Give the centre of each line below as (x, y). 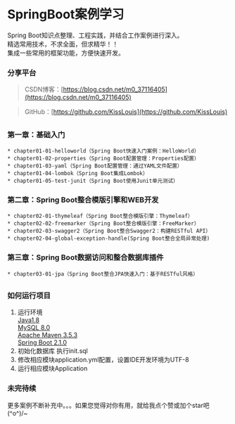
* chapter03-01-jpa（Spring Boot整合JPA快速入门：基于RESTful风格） (103, 274)
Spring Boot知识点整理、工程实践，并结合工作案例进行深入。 (95, 35)
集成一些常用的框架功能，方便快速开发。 (66, 53)
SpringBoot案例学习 (66, 14)
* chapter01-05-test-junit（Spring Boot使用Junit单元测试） (93, 181)
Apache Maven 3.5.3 (47, 335)
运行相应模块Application (52, 368)
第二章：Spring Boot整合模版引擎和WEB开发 (83, 200)
